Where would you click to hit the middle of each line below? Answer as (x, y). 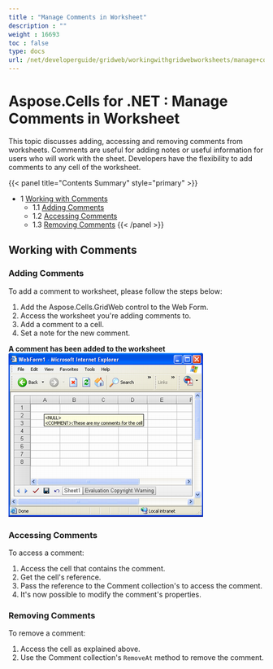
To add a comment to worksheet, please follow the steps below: (115, 291)
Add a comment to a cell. (62, 324)
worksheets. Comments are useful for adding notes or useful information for (136, 150)
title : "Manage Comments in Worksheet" (78, 17)
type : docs (27, 52)
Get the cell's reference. (61, 577)
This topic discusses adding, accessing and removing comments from (126, 141)
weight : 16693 (34, 34)
